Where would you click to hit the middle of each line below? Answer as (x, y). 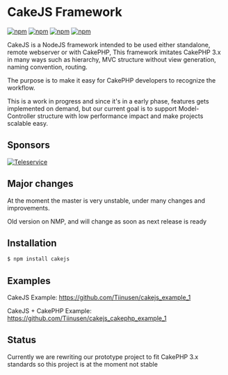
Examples (29, 281)
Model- (189, 108)
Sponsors (28, 145)
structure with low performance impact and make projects (120, 116)
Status (22, 340)
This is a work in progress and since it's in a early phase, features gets (108, 101)
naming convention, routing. (48, 67)
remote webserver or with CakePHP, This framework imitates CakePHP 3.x (114, 52)
